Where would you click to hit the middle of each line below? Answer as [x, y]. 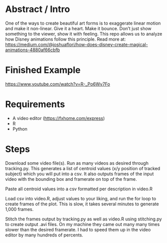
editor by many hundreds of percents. [44, 235]
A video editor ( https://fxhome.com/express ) [59, 118]
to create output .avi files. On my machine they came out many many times [82, 224]
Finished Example [43, 70]
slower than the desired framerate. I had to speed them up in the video [78, 229]
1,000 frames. [19, 209]
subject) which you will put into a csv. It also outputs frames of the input [79, 174]
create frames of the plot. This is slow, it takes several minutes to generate [82, 204]
